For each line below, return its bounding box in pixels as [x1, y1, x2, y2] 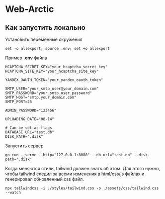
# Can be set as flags [5, 125, 52, 130]
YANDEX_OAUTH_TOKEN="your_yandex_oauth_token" [5, 78, 103, 83]
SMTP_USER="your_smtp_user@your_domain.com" [5, 86, 99, 91]
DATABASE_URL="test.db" [5, 130, 55, 135]
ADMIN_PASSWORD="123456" [5, 108, 57, 113]
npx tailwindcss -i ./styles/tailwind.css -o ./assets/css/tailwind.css [5, 186, 159, 191]
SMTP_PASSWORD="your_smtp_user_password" [5, 91, 92, 96]
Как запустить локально [5, 23, 85, 32]
